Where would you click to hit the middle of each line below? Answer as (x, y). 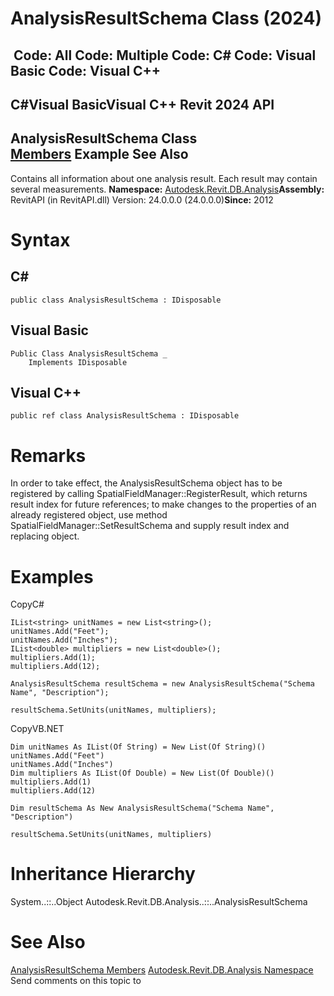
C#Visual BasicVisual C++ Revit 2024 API (142, 104)
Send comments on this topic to (76, 981)
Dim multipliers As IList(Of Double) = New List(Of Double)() (142, 773)
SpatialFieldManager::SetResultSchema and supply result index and (150, 526)
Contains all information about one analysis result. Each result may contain (164, 178)
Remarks (48, 455)
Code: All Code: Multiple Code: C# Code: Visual (165, 55)
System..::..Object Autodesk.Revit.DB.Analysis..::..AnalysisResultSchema (159, 902)
